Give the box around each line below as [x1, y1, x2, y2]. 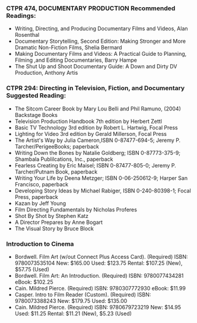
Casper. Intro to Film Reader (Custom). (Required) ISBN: [14, 291, 151, 298]
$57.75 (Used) [14, 265, 49, 273]
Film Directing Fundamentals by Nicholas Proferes [14, 206, 138, 213]
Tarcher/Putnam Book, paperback [14, 168, 98, 175]
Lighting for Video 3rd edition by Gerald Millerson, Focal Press [14, 130, 167, 137]
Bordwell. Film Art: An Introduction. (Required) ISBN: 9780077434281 [14, 272, 184, 279]
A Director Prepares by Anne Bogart [14, 218, 103, 226]
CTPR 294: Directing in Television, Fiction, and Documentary [6, 84, 185, 93]
